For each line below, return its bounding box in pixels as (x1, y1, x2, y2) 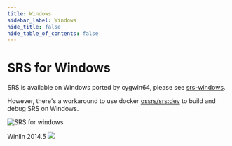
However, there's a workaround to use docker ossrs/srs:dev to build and (7, 97, 216, 105)
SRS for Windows (7, 60, 111, 76)
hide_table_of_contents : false (7, 29, 99, 37)
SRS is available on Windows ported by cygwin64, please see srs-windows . (7, 84, 226, 92)
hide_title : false (7, 23, 61, 30)
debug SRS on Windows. (7, 105, 79, 113)
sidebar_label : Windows (7, 17, 77, 24)
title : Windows (7, 10, 52, 18)
